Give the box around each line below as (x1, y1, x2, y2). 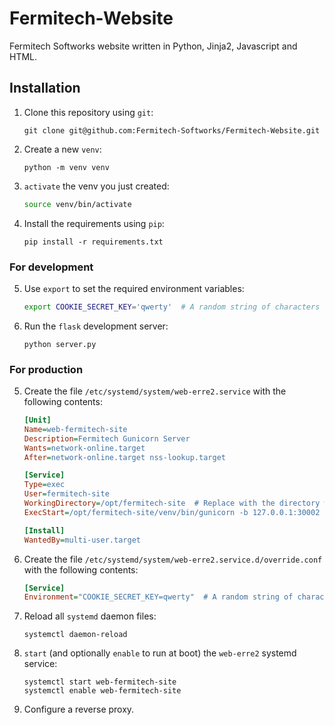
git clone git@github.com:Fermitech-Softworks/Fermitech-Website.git (23, 125, 321, 136)
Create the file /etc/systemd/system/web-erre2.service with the (23, 385, 287, 397)
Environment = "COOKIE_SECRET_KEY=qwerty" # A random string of (23, 592, 294, 602)
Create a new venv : (23, 143, 102, 155)
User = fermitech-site (23, 489, 110, 499)
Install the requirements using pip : (23, 217, 165, 229)
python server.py (23, 339, 97, 349)
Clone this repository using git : (23, 106, 154, 118)
